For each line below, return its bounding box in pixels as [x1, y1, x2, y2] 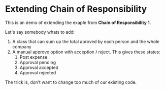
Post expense [19, 54, 48, 60]
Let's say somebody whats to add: [5, 29, 75, 35]
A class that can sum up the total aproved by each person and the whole [12, 38, 160, 45]
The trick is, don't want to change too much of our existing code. [5, 79, 137, 85]
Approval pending [19, 59, 56, 65]
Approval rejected [19, 69, 56, 75]
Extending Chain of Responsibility [5, 3, 147, 15]
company [12, 44, 32, 49]
